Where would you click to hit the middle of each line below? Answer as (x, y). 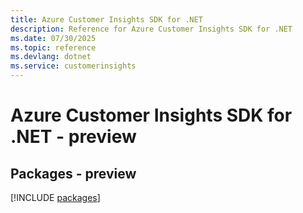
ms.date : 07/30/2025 (53, 38)
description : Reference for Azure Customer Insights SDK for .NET (151, 29)
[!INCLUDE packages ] (55, 197)
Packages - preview (73, 173)
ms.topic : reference (53, 47)
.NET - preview (73, 137)
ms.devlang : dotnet (51, 57)
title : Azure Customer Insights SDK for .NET (106, 19)
